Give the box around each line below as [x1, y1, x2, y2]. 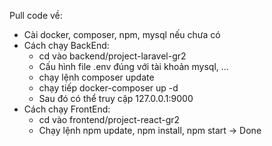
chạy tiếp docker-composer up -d [38, 82, 179, 94]
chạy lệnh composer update [38, 71, 155, 83]
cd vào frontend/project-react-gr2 [38, 114, 181, 125]
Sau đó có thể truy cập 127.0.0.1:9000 [38, 93, 194, 104]
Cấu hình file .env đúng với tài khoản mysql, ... [38, 61, 229, 72]
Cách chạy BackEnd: [23, 40, 110, 51]
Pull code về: [9, 10, 63, 21]
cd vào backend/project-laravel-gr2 [38, 50, 187, 62]
